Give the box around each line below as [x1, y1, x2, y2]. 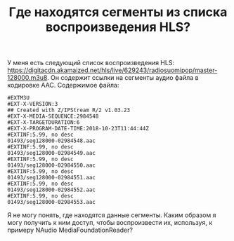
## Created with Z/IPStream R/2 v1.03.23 [7, 106, 131, 114]
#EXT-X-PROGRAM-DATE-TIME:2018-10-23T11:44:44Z [7, 125, 150, 132]
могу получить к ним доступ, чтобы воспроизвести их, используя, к [7, 219, 213, 227]
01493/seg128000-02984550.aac [7, 162, 96, 169]
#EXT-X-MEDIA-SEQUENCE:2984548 [7, 113, 99, 120]
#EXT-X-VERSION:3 [7, 101, 58, 108]
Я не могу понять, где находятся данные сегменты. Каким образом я [7, 211, 216, 219]
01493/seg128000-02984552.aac [7, 186, 96, 193]
